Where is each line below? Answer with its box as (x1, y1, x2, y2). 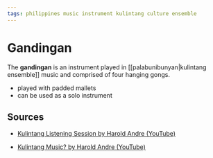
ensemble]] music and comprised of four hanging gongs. (7, 70, 170, 78)
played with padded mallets (17, 84, 96, 92)
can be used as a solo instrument (17, 91, 112, 99)
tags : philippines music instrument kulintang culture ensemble (7, 10, 197, 17)
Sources (7, 111, 44, 123)
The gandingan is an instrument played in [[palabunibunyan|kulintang (7, 63, 207, 71)
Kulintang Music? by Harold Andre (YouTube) (17, 143, 146, 151)
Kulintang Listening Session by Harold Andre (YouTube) (17, 130, 176, 138)
